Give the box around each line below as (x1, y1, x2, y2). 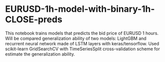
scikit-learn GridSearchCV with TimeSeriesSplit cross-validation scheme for (5, 46, 160, 52)
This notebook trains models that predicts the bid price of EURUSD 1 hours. (5, 30, 159, 36)
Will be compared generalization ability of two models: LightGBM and (5, 35, 147, 41)
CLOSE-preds (5, 14, 63, 25)
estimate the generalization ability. (5, 51, 75, 57)
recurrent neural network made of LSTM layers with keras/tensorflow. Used (5, 40, 160, 46)
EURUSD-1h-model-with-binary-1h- (5, 3, 155, 15)
